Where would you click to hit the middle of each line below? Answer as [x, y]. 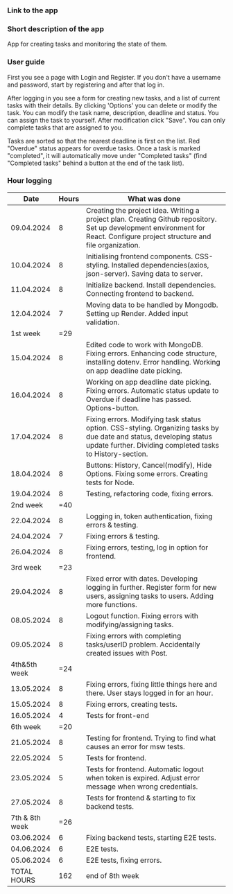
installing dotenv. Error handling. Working [153, 362]
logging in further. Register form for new [151, 587]
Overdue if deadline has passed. [139, 399]
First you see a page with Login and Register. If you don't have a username [114, 77]
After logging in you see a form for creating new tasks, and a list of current [114, 98]
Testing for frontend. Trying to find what [151, 738]
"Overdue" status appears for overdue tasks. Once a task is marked [104, 148]
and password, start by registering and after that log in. [86, 85]
